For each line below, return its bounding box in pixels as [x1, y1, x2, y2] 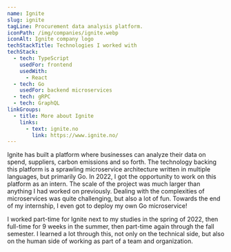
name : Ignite [7, 10, 45, 17]
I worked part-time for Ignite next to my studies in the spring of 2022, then [7, 215, 219, 224]
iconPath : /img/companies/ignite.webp [7, 29, 119, 36]
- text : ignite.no [25, 125, 79, 132]
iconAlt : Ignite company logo [7, 36, 94, 43]
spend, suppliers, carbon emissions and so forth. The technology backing [7, 158, 217, 166]
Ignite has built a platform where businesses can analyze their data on [7, 151, 206, 159]
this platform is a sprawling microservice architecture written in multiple [7, 165, 211, 174]
